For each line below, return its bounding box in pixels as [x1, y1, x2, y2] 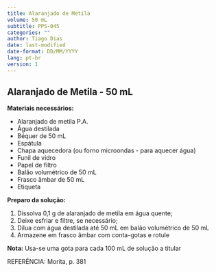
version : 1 [7, 61, 38, 68]
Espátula [16, 139, 43, 148]
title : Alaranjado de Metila [7, 10, 91, 17]
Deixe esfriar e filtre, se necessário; [16, 217, 118, 225]
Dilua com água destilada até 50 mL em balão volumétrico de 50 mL [16, 223, 210, 232]
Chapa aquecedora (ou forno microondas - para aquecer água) [16, 146, 197, 154]
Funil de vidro [16, 154, 56, 162]
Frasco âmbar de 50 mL [16, 176, 85, 184]
